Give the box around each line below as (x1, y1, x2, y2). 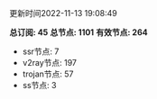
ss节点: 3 (22, 80, 57, 90)
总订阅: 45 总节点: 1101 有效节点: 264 (9, 27, 148, 38)
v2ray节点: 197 (22, 58, 77, 67)
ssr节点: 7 (22, 46, 60, 57)
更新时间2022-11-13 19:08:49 (9, 8, 117, 18)
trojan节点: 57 (22, 68, 74, 79)
